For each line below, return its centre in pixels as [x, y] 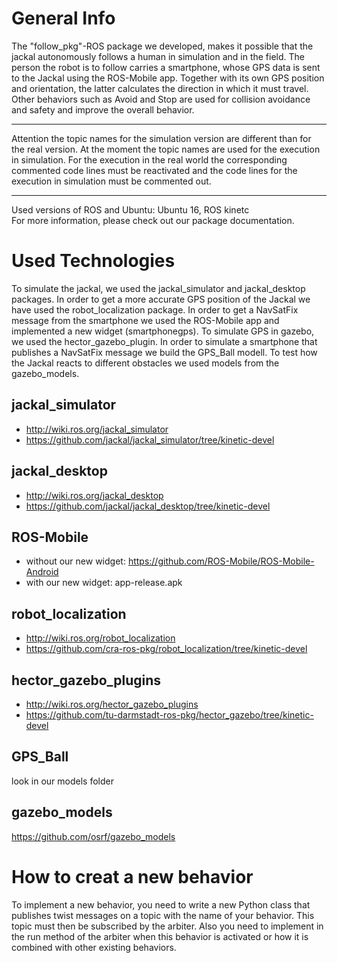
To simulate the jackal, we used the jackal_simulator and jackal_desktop [158, 288]
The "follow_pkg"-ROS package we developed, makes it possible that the [162, 46]
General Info [63, 18]
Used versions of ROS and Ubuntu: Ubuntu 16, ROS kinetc [130, 209]
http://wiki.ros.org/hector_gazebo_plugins [112, 704]
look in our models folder [62, 781]
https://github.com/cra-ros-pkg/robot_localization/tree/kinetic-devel [166, 649]
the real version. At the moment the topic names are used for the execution [166, 149]
